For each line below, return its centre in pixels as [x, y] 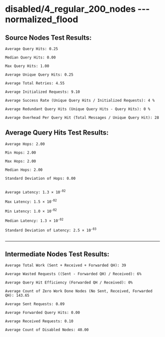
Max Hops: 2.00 [21, 161]
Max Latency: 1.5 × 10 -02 [31, 201]
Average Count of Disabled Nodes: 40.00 [47, 330]
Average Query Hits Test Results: [57, 133]
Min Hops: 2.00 [21, 153]
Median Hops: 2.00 [24, 170]
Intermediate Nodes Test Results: [57, 254]
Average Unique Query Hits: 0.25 [39, 75]
